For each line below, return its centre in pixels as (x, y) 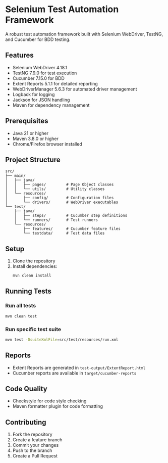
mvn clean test (21, 316)
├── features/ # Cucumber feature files (72, 229)
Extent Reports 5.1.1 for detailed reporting (55, 83)
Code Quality (26, 389)
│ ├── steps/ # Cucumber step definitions (71, 216)
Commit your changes (36, 445)
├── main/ (16, 176)
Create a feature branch (37, 440)
